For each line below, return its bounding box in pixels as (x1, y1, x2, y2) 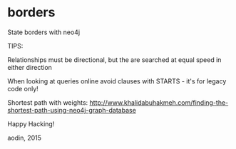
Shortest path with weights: (7, 98, 88, 107)
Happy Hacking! (7, 119, 55, 128)
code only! (7, 84, 39, 93)
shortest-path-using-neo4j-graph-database (7, 106, 137, 114)
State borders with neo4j (7, 28, 81, 36)
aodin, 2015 (7, 133, 41, 142)
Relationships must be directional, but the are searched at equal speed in (7, 55, 222, 64)
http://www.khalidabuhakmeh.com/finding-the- (89, 98, 229, 107)
